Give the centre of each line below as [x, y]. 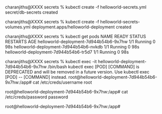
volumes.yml [18, 27]
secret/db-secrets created [31, 12]
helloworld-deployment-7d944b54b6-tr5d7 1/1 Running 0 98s [67, 52]
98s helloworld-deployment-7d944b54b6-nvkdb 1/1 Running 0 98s [72, 47]
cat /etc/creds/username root [62, 82]
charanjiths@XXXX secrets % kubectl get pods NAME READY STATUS [76, 36]
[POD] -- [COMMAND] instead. [36, 77]
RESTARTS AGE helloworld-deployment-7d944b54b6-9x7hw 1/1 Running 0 [80, 42]
